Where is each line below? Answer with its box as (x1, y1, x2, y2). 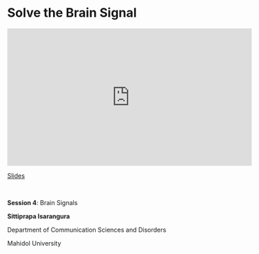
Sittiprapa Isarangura (7, 211, 71, 221)
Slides (7, 171, 25, 179)
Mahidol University (7, 239, 61, 247)
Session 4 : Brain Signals (7, 198, 78, 207)
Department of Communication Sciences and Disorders (7, 225, 166, 234)
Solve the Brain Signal (7, 5, 138, 21)
